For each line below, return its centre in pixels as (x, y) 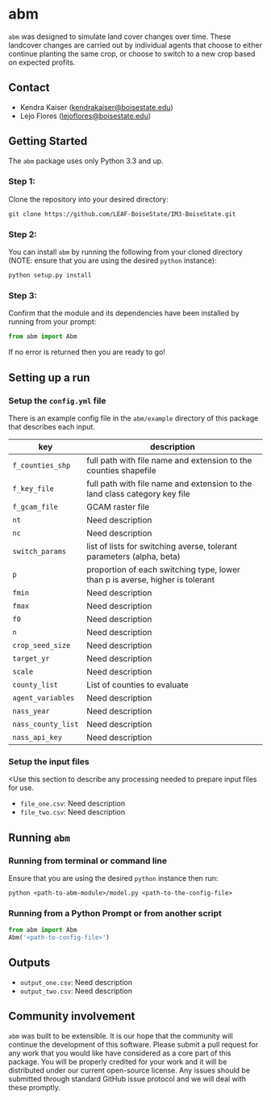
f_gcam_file (35, 507)
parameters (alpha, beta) (133, 556)
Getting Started (48, 141)
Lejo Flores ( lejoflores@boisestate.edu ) (85, 116)
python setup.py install (50, 276)
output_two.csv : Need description (76, 991)
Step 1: (22, 181)
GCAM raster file (118, 507)
